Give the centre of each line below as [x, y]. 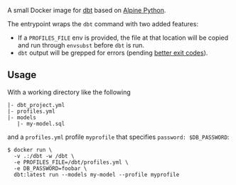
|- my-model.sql [41, 123]
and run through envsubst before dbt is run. [81, 45]
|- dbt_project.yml [36, 105]
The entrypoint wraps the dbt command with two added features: [103, 24]
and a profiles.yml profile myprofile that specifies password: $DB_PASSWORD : [118, 137]
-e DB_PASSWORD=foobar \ [50, 168]
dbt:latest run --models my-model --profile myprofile [97, 174]
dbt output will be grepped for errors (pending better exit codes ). [113, 53]
